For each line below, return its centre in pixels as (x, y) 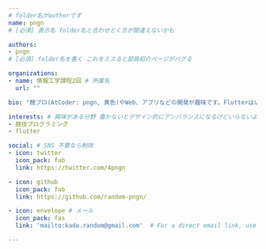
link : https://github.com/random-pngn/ (81, 197)
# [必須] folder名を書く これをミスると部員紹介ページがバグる (100, 59)
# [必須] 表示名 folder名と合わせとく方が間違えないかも (91, 30)
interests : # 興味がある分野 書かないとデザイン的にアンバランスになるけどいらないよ (133, 117)
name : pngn (26, 23)
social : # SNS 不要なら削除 (51, 146)
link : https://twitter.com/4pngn (70, 168)
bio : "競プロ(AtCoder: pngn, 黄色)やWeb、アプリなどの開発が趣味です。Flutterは (131, 102)
